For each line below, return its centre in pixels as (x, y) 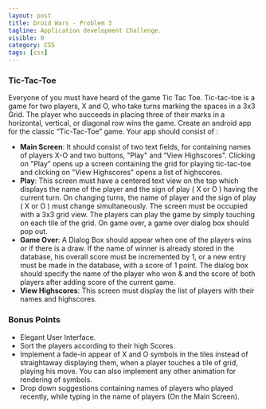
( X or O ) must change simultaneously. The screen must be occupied (134, 206)
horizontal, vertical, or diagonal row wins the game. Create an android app (130, 123)
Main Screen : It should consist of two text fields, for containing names (135, 147)
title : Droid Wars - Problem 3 (60, 23)
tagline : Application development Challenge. (85, 30)
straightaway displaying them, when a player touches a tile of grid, (129, 362)
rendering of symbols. (56, 380)
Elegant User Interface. (58, 337)
